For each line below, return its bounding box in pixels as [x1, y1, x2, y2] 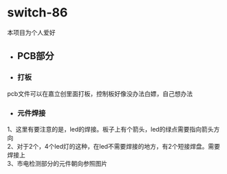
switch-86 [7, 5, 68, 21]
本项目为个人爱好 [7, 28, 56, 36]
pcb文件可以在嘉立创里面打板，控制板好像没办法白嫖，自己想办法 [7, 89, 193, 97]
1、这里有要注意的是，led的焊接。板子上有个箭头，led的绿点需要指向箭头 [7, 125, 214, 133]
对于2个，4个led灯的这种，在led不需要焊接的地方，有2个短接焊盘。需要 [17, 142, 220, 150]
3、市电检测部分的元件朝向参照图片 [7, 159, 108, 167]
